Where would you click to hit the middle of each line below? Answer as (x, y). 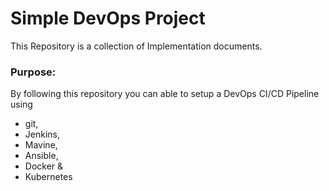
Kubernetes (48, 177)
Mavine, (41, 145)
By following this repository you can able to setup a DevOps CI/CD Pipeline (165, 94)
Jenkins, (42, 134)
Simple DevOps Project (108, 18)
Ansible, (41, 156)
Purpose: (33, 72)
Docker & (44, 166)
